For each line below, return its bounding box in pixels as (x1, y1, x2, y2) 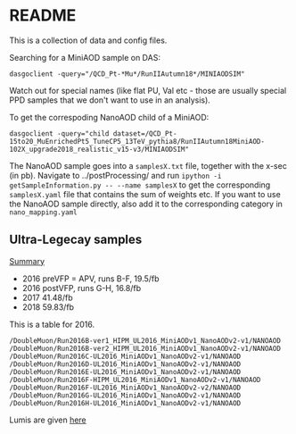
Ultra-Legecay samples (9, 232, 143, 247)
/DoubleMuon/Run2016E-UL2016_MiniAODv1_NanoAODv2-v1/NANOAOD (9, 367, 242, 376)
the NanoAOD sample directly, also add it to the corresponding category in (9, 198, 284, 209)
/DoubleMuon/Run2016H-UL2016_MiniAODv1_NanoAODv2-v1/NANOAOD (9, 398, 242, 407)
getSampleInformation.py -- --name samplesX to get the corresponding (9, 179, 271, 190)
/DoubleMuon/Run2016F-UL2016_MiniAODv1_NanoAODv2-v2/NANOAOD (9, 383, 242, 392)
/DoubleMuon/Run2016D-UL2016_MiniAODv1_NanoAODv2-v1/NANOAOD (9, 359, 242, 369)
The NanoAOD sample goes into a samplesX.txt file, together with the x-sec (9, 160, 287, 171)
